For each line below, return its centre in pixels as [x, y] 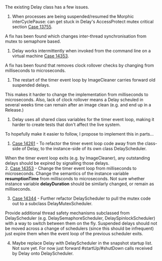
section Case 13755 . [32, 27]
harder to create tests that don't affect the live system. [66, 124]
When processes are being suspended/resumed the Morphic [73, 16]
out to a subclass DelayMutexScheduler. [52, 203]
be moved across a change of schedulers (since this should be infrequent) [80, 228]
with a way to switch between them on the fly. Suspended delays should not [81, 223]
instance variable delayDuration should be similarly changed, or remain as [80, 184]
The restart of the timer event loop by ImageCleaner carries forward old [84, 80]
